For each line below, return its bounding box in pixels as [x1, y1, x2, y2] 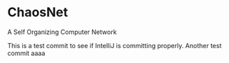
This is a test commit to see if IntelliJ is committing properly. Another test [7, 41, 222, 50]
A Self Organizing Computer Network [7, 28, 117, 36]
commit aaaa [7, 49, 46, 57]
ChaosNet [7, 4, 68, 21]
